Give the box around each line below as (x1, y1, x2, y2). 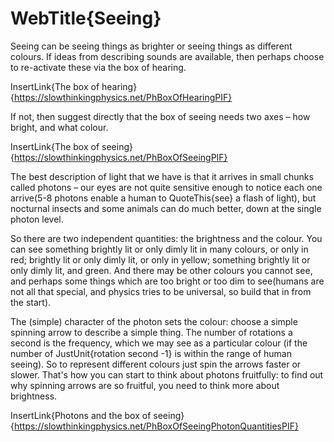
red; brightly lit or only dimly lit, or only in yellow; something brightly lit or (10, 253, 311, 266)
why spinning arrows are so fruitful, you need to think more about (10, 379, 280, 391)
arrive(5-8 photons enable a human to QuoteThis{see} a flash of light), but (10, 192, 317, 204)
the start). (10, 296, 52, 308)
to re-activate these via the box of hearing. (10, 61, 187, 73)
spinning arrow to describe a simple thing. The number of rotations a (10, 326, 293, 338)
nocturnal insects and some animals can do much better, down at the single (10, 202, 322, 214)
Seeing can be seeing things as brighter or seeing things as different (10, 40, 293, 52)
